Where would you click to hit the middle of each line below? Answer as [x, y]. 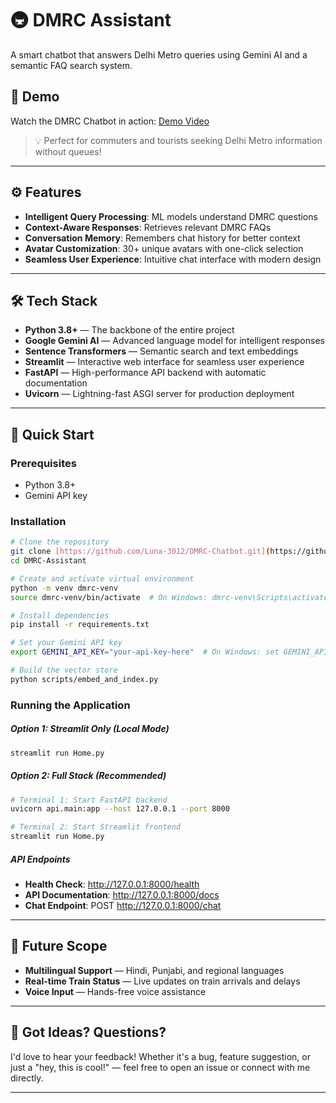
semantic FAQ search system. [71, 65]
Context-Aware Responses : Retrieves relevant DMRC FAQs [148, 227]
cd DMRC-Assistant [48, 561]
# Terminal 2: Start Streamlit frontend [96, 827]
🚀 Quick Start [52, 434]
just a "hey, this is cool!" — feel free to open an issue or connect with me [160, 1067]
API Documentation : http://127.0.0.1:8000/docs [122, 895]
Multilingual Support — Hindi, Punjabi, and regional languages [154, 970]
